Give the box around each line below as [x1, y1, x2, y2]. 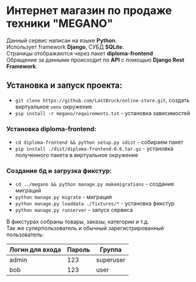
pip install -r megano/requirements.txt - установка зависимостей [15, 109, 191, 116]
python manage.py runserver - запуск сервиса [15, 206, 133, 214]
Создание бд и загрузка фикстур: [6, 166, 112, 175]
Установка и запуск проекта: [6, 80, 123, 91]
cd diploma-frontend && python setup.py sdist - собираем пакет [15, 138, 184, 146]
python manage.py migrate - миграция [15, 193, 112, 201]
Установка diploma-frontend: [6, 124, 96, 133]
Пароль [67, 245, 90, 254]
